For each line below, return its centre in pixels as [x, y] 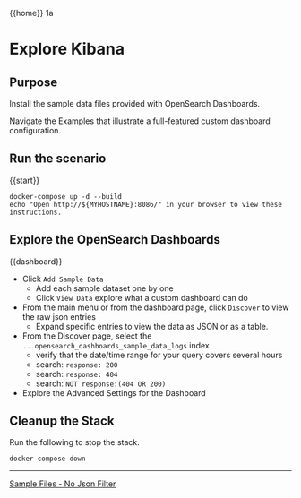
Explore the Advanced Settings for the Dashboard [114, 392]
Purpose [34, 82]
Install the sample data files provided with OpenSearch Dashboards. [135, 103]
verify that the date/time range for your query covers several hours [159, 355]
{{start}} [25, 180]
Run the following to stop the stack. [75, 442]
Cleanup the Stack [62, 421]
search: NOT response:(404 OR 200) [101, 383]
